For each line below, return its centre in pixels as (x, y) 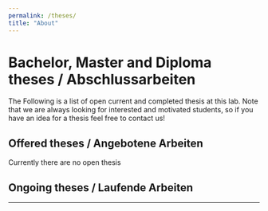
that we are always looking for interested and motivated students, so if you (131, 110)
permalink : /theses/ (43, 16)
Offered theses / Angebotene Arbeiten (106, 143)
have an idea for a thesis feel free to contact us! (87, 118)
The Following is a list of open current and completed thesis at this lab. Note (133, 101)
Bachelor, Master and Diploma (110, 63)
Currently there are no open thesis (65, 162)
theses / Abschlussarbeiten (102, 79)
